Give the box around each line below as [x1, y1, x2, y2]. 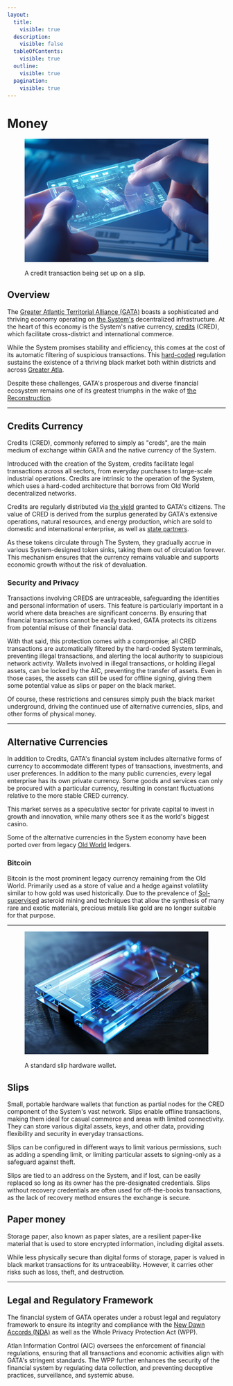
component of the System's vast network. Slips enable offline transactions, [7, 1107, 222, 1115]
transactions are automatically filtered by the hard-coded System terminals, [7, 644, 223, 652]
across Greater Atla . [7, 365, 64, 374]
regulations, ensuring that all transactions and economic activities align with [7, 1348, 224, 1357]
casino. [7, 820, 28, 828]
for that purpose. [7, 911, 55, 919]
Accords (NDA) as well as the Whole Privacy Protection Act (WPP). [7, 1328, 198, 1336]
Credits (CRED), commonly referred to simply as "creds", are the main [7, 439, 207, 447]
